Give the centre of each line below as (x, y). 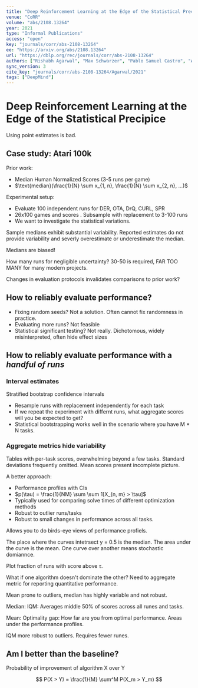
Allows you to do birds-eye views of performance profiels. (77, 530)
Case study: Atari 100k (49, 154)
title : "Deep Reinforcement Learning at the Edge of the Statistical (93, 11)
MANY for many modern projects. (47, 267)
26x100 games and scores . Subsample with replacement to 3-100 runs (101, 214)
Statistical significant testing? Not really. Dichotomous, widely (90, 330)
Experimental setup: (30, 197)
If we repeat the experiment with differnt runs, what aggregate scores (99, 412)
